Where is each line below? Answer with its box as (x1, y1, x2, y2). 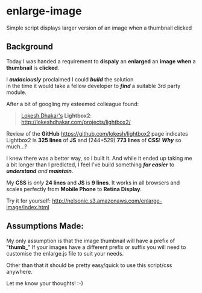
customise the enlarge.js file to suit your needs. (6, 250, 124, 257)
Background (6, 42, 53, 52)
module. (6, 89, 27, 96)
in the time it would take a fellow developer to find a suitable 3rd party (6, 82, 181, 89)
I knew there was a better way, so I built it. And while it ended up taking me (6, 154, 192, 162)
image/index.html (6, 203, 49, 210)
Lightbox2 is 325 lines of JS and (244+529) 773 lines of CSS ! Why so (6, 136, 181, 143)
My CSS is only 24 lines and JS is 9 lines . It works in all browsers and (6, 179, 180, 186)
